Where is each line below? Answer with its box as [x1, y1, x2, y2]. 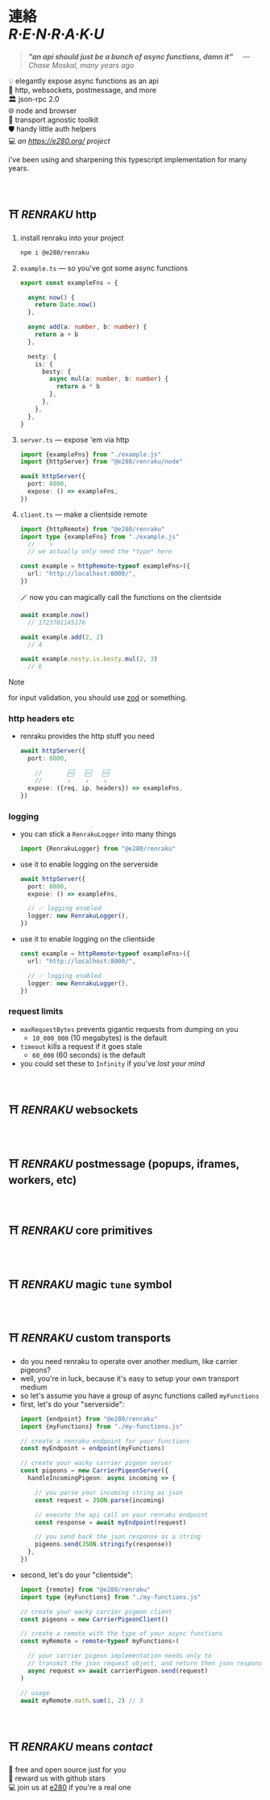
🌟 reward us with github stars [8, 1773, 106, 1783]
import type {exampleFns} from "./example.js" [19, 532, 180, 541]
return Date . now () [35, 300, 97, 309]
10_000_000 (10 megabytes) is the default [31, 1033, 168, 1043]
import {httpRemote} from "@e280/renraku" [19, 525, 165, 533]
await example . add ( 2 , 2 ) [19, 633, 104, 641]
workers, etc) [8, 1173, 77, 1187]
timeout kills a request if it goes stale [19, 1041, 143, 1051]
